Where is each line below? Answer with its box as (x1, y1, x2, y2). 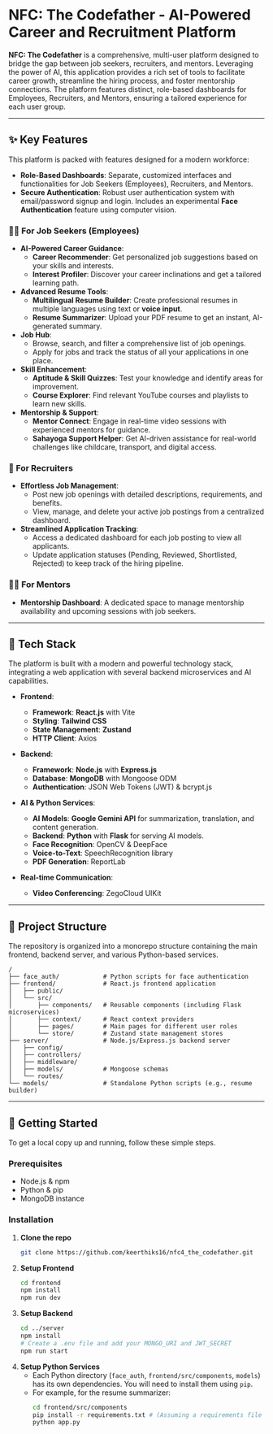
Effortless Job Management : (19, 481, 119, 491)
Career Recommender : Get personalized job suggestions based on (32, 252, 258, 262)
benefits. (32, 498, 63, 508)
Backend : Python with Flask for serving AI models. (32, 831, 205, 841)
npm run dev (19, 1294, 61, 1302)
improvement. (32, 382, 80, 392)
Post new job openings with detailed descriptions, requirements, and (32, 489, 262, 499)
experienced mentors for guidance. (32, 425, 151, 435)
